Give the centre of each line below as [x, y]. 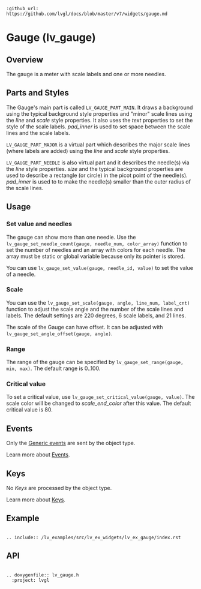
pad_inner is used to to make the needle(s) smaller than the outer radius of [98, 181]
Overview [25, 60]
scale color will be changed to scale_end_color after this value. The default [99, 403]
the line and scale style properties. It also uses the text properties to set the [100, 120]
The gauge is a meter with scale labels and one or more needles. [86, 74]
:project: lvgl [31, 580]
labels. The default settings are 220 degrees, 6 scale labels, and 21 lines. [96, 315]
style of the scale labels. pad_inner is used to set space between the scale [98, 127]
